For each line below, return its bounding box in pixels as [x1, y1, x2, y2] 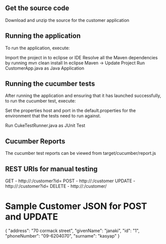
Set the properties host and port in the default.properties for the [5, 108, 136, 114]
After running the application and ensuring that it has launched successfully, [5, 93, 162, 99]
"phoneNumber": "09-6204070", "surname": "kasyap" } [5, 233, 120, 239]
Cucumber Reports [5, 137, 66, 145]
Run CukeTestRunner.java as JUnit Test [5, 122, 85, 128]
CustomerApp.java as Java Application [5, 65, 84, 71]
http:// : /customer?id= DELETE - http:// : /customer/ [5, 183, 107, 189]
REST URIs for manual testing [5, 164, 98, 173]
